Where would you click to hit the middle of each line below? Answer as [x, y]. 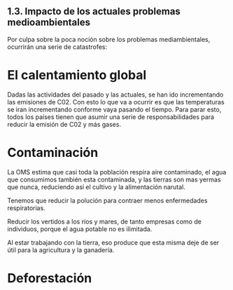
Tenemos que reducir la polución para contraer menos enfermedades [107, 200]
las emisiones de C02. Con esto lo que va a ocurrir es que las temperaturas [116, 102]
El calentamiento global [77, 75]
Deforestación [50, 278]
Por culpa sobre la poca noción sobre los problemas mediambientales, [109, 39]
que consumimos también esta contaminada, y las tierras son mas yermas [114, 179]
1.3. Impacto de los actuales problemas [94, 12]
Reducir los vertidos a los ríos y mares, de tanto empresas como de [104, 221]
